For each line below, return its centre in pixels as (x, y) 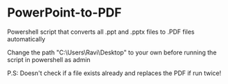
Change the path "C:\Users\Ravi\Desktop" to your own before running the (112, 52)
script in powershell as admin (49, 59)
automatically (26, 39)
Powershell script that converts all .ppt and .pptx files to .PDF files (101, 32)
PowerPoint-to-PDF (65, 13)
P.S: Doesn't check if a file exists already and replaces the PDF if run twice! (114, 73)
